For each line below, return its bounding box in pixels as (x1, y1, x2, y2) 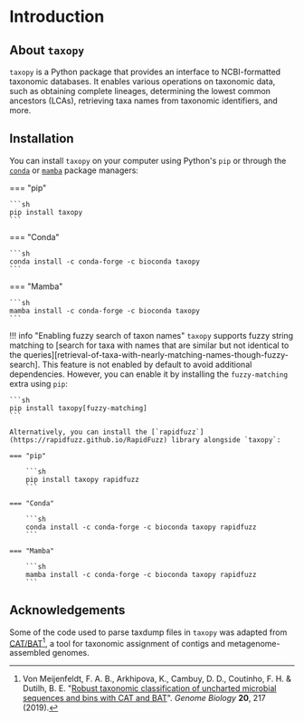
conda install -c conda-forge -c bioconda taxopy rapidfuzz (25, 523, 257, 532)
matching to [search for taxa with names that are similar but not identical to (9, 340, 290, 351)
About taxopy (9, 43, 85, 58)
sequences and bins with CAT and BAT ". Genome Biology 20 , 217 (22, 693, 267, 704)
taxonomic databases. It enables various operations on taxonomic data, (9, 76, 276, 87)
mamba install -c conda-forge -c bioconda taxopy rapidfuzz (25, 570, 257, 579)
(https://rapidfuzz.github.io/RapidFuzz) (9, 435, 168, 445)
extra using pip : (9, 378, 68, 389)
